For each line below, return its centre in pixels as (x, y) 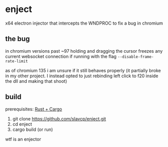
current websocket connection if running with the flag (61, 56)
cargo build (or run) (33, 129)
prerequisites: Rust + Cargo (34, 109)
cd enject (22, 124)
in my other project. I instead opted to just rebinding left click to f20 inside (82, 76)
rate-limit (17, 61)
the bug (18, 39)
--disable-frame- (136, 57)
